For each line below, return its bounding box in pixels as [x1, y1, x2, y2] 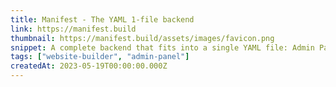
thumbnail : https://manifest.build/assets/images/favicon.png [10, 33, 275, 43]
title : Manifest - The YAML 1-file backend [10, 14, 195, 25]
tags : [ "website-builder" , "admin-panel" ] [10, 52, 190, 62]
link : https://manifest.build [10, 24, 137, 34]
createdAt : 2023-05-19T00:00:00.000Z [10, 61, 168, 71]
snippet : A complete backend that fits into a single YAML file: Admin [10, 42, 315, 53]
